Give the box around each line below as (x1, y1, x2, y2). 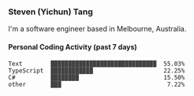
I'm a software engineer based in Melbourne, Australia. (8, 24, 187, 34)
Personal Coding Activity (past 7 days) (8, 42, 138, 51)
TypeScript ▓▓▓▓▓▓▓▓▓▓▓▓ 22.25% (8, 66, 185, 75)
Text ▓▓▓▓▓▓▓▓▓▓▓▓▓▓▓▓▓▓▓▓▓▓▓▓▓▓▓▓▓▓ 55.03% (8, 60, 185, 68)
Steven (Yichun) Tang (8, 6, 93, 17)
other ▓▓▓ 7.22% (8, 80, 185, 88)
